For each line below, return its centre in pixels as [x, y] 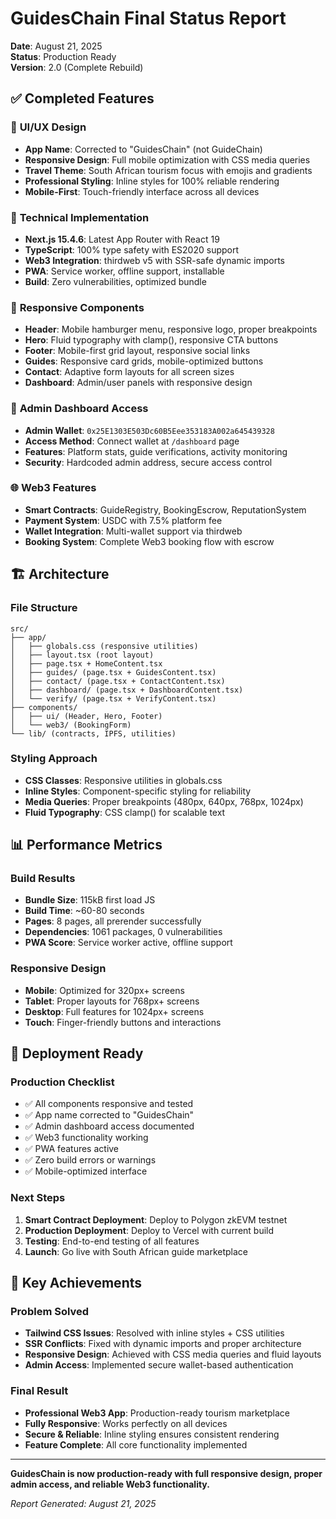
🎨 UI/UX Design [48, 127]
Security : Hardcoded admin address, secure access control [148, 462]
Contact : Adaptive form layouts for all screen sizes [129, 372]
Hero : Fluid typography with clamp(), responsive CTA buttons [151, 340]
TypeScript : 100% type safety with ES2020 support [132, 249]
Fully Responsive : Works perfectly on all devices [126, 1423]
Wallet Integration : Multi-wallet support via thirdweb [133, 531]
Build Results [43, 879]
